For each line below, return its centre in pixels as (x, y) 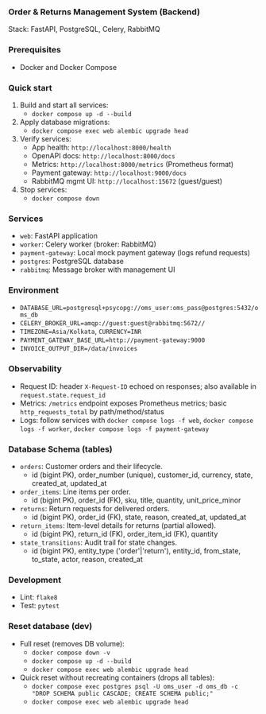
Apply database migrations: (65, 122)
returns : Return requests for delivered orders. (95, 509)
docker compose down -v (71, 653)
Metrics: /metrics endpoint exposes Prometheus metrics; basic (123, 403)
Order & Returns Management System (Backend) (104, 12)
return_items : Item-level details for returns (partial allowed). (118, 526)
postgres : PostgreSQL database (72, 262)
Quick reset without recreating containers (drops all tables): (117, 677)
